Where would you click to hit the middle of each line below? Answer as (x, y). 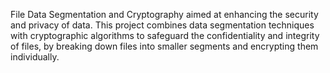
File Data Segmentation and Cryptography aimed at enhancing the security (164, 14)
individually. (35, 57)
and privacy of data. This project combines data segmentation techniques (162, 25)
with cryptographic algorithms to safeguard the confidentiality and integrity (165, 35)
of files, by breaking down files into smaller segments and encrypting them (164, 46)
